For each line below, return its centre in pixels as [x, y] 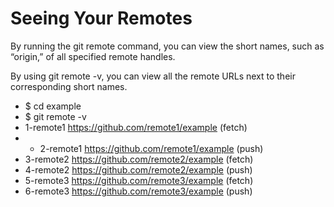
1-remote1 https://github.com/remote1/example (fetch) [136, 127]
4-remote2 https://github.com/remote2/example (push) [138, 169]
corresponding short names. [69, 86]
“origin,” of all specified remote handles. [93, 56]
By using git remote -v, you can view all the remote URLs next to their [153, 76]
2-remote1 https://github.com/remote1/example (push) [151, 148]
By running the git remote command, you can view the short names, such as [167, 46]
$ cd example [53, 106]
